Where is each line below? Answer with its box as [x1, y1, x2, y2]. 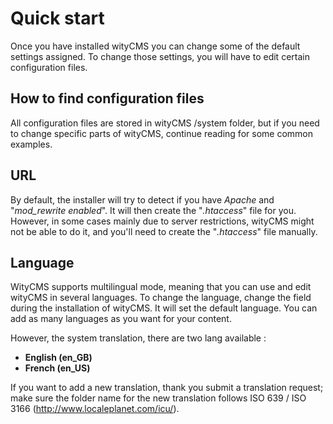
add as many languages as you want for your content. [10, 313, 232, 325]
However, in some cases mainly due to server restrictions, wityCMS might [10, 215, 315, 227]
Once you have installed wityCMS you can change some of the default [10, 40, 301, 52]
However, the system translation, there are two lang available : [10, 332, 267, 344]
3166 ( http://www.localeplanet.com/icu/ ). [10, 403, 180, 415]
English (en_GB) [24, 352, 93, 364]
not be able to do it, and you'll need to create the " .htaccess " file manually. [10, 225, 318, 237]
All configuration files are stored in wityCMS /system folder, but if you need [10, 117, 320, 129]
